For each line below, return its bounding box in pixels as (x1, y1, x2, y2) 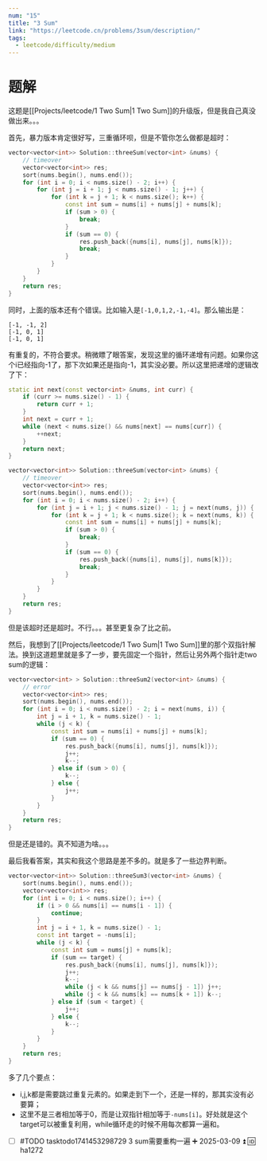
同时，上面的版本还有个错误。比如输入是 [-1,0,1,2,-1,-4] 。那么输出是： (8, 304, 246, 315)
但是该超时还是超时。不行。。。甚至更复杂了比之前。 (8, 622, 176, 632)
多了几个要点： (8, 1073, 57, 1082)
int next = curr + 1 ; (22, 415, 94, 423)
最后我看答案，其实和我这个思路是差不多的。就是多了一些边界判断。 (8, 856, 231, 865)
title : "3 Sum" (8, 19, 59, 27)
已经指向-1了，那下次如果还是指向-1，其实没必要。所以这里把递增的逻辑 (17, 359, 252, 369)
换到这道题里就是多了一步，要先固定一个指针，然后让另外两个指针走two (21, 649, 257, 659)
